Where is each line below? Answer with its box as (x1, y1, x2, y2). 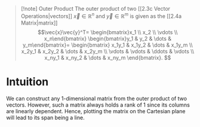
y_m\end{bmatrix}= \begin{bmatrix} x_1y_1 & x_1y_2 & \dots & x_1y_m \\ (23, 41, 193, 49)
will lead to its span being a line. (6, 114, 85, 121)
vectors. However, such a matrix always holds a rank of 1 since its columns (6, 101, 190, 108)
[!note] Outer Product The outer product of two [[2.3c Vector (20, 5, 171, 12)
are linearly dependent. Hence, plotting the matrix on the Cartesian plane (6, 107, 186, 114)
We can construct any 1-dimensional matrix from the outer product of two (6, 95, 187, 102)
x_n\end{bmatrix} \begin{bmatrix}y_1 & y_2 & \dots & (44, 35, 172, 42)
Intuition (6, 75, 49, 89)
